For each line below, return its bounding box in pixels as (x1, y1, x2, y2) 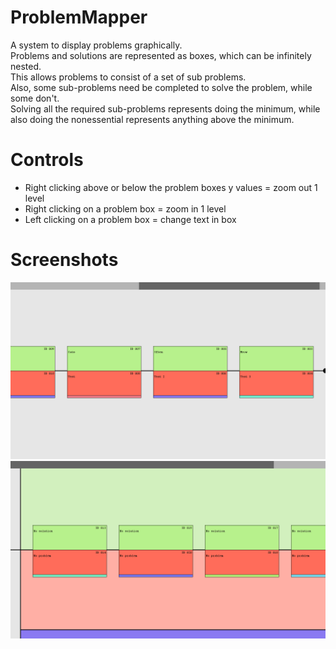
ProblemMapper (10, 6, 148, 29)
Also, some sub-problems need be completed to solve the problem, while (10, 81, 313, 93)
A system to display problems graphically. (10, 39, 183, 51)
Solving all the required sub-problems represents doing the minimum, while (10, 102, 321, 115)
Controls (10, 149, 84, 171)
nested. (10, 60, 42, 72)
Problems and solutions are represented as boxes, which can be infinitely (10, 49, 312, 61)
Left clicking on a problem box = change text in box (24, 213, 237, 225)
